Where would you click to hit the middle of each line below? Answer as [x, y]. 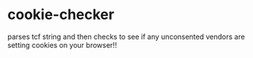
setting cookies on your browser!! [62, 44]
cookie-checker [61, 15]
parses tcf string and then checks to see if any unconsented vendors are [126, 37]
